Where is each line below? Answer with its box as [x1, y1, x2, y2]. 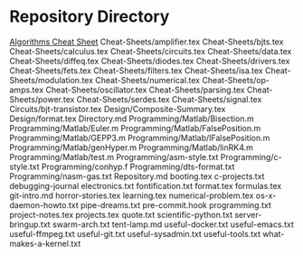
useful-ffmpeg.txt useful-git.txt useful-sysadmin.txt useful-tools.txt [9, 228, 260, 239]
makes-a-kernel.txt [9, 238, 81, 249]
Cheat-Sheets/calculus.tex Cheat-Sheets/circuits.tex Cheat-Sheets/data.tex [9, 45, 292, 56]
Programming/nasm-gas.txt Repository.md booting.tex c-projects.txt [9, 170, 265, 182]
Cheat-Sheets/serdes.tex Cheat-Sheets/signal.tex [76, 93, 262, 105]
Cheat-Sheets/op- [202, 74, 270, 85]
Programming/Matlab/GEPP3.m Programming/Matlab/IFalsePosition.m [9, 132, 270, 143]
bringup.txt [9, 219, 52, 230]
